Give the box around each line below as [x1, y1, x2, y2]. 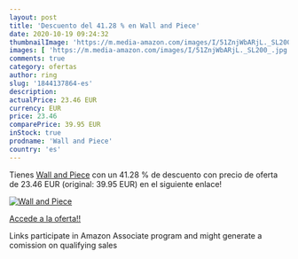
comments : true [9, 54, 66, 63]
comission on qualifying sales [9, 239, 118, 250]
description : [9, 87, 58, 96]
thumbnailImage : [9, 37, 69, 47]
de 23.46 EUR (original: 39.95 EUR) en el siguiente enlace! [9, 178, 223, 189]
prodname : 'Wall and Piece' [9, 137, 114, 145]
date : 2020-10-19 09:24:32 [9, 29, 109, 38]
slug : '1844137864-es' [9, 79, 93, 88]
